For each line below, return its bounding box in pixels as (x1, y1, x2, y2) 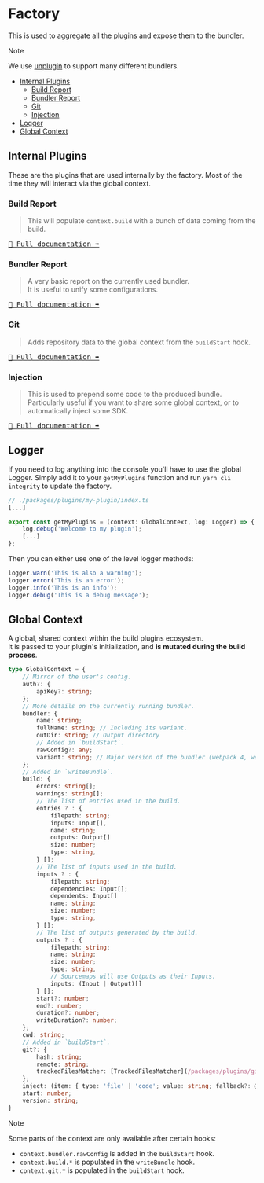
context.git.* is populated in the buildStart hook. (19, 1165, 185, 1175)
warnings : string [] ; (36, 790, 104, 798)
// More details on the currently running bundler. (22, 702, 195, 710)
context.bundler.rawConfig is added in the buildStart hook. (19, 1148, 214, 1158)
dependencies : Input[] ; (49, 885, 128, 893)
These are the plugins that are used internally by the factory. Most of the (8, 170, 243, 179)
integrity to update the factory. (8, 481, 112, 490)
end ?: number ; (36, 1001, 82, 1010)
